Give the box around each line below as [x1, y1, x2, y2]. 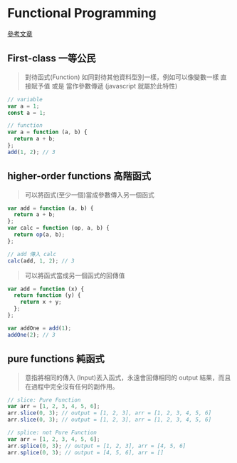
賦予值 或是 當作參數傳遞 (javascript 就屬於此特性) [31, 81, 178, 90]
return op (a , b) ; [14, 231, 65, 238]
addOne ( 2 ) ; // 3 [7, 331, 56, 338]
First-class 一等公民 [7, 52, 96, 65]
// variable [7, 96, 43, 103]
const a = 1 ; [7, 109, 46, 116]
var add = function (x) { [7, 285, 84, 292]
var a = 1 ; [7, 102, 40, 110]
